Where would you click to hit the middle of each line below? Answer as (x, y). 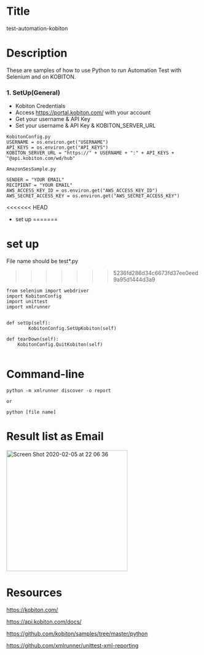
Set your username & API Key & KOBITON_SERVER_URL (85, 126)
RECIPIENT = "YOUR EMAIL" (39, 186)
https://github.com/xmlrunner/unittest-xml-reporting (73, 645)
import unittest (27, 302)
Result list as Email (55, 437)
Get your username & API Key (53, 119)
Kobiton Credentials (40, 106)
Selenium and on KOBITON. (41, 76)
